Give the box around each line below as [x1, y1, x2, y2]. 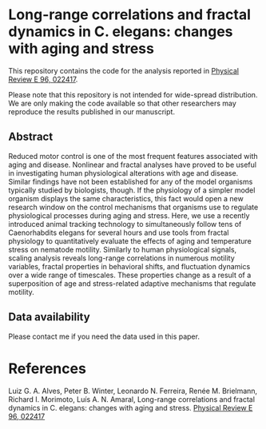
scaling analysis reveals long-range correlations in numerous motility [8, 253, 236, 263]
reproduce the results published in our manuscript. [8, 106, 176, 117]
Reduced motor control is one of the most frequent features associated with [8, 151, 258, 161]
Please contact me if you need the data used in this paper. [8, 332, 200, 341]
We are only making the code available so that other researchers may [8, 98, 237, 108]
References [8, 359, 86, 377]
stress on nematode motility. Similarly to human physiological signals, [8, 244, 237, 254]
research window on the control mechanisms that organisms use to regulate [8, 202, 259, 212]
